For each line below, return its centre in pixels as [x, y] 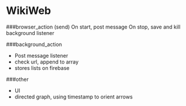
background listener [30, 33]
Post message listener [41, 55]
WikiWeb [29, 11]
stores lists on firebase [42, 68]
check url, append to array [46, 62]
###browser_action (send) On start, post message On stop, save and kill [93, 27]
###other [18, 79]
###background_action [34, 44]
